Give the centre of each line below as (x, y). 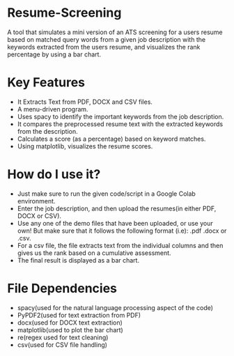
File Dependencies (62, 288)
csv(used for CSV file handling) (62, 345)
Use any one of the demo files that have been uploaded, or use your (115, 223)
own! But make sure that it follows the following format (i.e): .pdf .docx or (122, 231)
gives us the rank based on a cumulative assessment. (94, 253)
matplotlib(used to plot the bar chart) (70, 330)
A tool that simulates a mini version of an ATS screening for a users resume (115, 32)
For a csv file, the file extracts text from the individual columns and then (120, 245)
